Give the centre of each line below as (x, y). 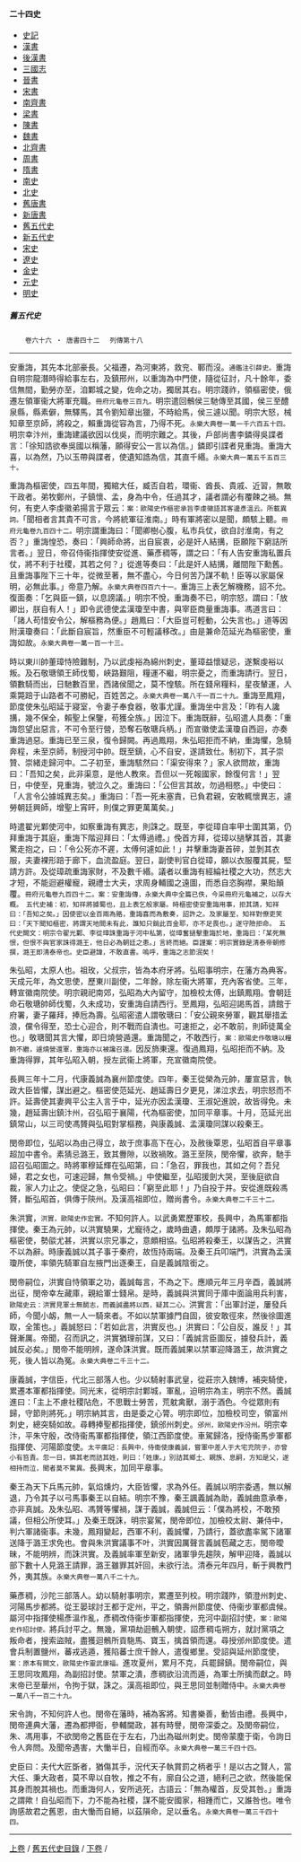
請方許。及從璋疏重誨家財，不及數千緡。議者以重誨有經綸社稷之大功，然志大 (150, 871)
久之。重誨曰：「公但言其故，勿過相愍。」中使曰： (193, 785)
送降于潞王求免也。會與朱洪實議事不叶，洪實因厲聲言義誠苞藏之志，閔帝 (142, 1543)
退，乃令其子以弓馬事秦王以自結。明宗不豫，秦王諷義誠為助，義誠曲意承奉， (150, 1498)
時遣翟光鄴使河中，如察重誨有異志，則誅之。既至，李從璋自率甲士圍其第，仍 (150, 826)
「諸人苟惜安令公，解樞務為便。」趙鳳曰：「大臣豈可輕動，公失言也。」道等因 (149, 620)
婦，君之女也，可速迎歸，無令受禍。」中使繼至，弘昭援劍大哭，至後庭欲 (141, 1176)
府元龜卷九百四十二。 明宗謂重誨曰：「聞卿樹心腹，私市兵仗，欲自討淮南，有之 (146, 530)
